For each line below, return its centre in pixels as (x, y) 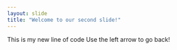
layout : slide (27, 13)
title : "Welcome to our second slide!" (64, 20)
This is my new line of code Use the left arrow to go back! (88, 39)
